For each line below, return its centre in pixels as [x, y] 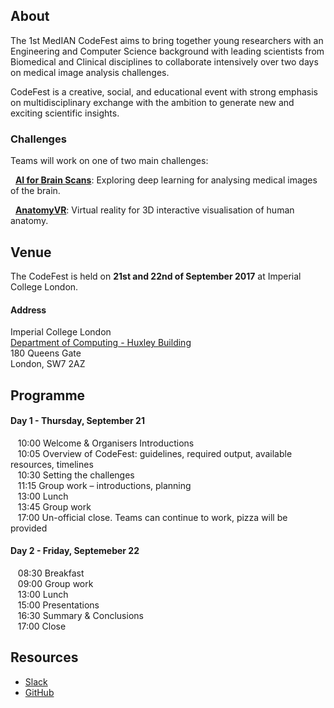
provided [29, 528]
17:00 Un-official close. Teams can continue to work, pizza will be [152, 517]
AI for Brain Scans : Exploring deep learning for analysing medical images [166, 180]
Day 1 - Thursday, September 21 [77, 421]
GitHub [39, 692]
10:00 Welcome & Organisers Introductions [106, 443]
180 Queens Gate [46, 353]
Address [28, 310]
